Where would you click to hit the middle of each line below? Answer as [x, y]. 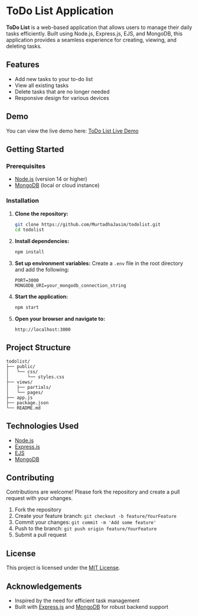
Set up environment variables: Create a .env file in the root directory [99, 263]
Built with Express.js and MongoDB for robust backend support [91, 607]
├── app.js [20, 398]
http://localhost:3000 [43, 330]
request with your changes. [39, 498]
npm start [27, 308]
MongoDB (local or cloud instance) [57, 185]
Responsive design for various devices [62, 98]
